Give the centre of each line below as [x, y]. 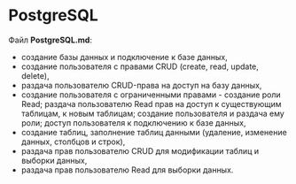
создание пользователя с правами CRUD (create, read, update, [140, 66]
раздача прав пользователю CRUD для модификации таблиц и [140, 150]
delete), [35, 75]
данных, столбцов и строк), [73, 142]
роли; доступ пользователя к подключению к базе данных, [133, 123]
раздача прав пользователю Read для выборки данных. [127, 170]
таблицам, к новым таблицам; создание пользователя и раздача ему [152, 113]
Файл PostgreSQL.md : [50, 40]
